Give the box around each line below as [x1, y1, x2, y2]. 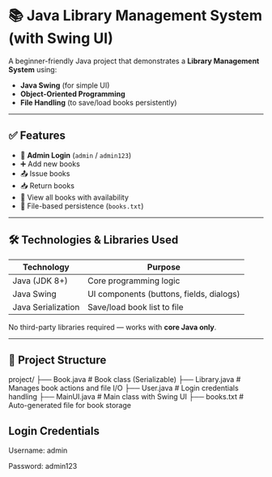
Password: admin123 [8, 462, 78, 471]
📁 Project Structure [8, 353, 107, 367]
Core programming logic [87, 275, 181, 286]
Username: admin [8, 445, 68, 455]
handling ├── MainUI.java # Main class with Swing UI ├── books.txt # [8, 392, 244, 402]
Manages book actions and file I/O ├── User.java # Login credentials [8, 383, 239, 393]
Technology [23, 261, 70, 273]
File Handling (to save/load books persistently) [19, 97, 177, 107]
